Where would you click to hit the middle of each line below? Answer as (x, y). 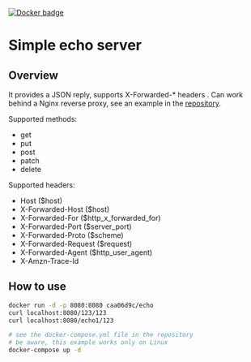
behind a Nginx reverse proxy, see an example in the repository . (115, 103)
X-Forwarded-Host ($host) (65, 209)
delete (31, 169)
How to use (37, 287)
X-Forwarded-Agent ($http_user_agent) (86, 252)
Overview (34, 75)
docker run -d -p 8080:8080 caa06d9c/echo (81, 305)
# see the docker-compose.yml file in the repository (101, 335)
